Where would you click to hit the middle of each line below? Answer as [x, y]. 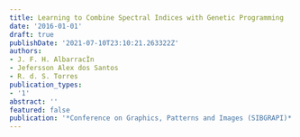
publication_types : [46, 85]
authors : [26, 51]
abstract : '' [34, 101]
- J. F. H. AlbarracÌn [52, 59]
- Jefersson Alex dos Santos [64, 68]
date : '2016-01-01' [46, 26]
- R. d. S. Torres [44, 77]
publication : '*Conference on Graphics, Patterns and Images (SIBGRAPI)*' [153, 118]
